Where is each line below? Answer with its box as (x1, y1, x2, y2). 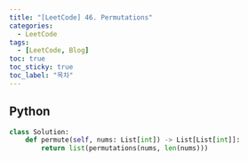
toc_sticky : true (9, 63, 74, 72)
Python (9, 104, 51, 119)
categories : (9, 21, 53, 30)
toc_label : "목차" (9, 71, 74, 80)
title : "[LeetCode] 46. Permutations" (9, 12, 153, 22)
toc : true (9, 54, 46, 63)
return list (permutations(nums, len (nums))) (41, 144, 209, 153)
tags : (9, 37, 29, 47)
